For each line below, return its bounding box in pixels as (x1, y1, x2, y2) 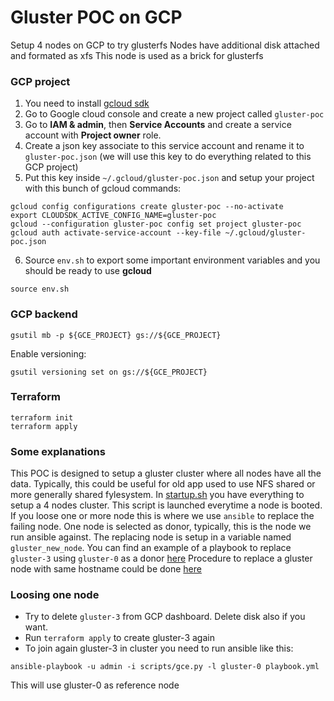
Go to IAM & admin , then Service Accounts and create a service (24, 119, 292, 131)
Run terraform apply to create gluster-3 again (24, 632, 215, 644)
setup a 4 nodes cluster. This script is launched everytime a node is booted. (10, 499, 323, 511)
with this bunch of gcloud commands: (24, 182, 182, 195)
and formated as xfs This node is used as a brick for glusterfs (10, 49, 264, 61)
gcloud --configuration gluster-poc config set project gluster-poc (10, 219, 302, 230)
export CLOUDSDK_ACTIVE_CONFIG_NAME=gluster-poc (10, 211, 217, 221)
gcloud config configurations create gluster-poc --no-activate (10, 202, 284, 212)
